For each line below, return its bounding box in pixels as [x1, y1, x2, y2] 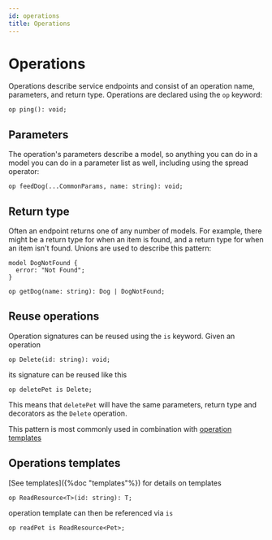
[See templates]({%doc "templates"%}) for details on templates [8, 477, 222, 488]
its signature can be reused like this [8, 369, 127, 379]
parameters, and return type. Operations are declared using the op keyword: [8, 90, 262, 100]
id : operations [8, 11, 60, 20]
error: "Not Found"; [15, 266, 85, 275]
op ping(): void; [8, 106, 67, 114]
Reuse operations [8, 310, 100, 324]
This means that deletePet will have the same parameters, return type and [8, 399, 257, 409]
